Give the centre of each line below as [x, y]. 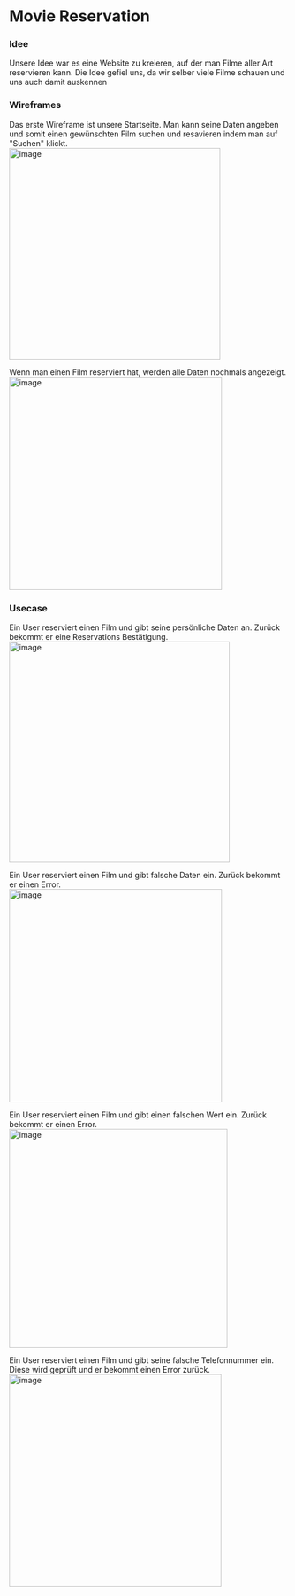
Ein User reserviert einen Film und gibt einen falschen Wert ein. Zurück [138, 1115]
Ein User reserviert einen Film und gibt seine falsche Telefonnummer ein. [142, 1360]
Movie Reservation [79, 16]
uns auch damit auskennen [58, 82]
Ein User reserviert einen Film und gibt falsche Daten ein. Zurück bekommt [145, 876]
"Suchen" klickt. [38, 143]
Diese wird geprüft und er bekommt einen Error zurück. [110, 1370]
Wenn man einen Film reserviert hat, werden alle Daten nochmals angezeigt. [148, 372]
